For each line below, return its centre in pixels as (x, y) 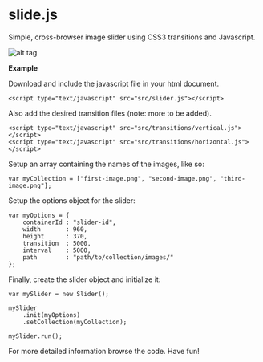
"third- (233, 178)
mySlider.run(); (35, 336)
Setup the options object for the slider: (72, 200)
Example (23, 68)
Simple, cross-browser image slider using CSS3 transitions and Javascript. (132, 37)
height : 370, (55, 236)
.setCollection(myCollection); (75, 322)
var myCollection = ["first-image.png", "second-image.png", (113, 178)
